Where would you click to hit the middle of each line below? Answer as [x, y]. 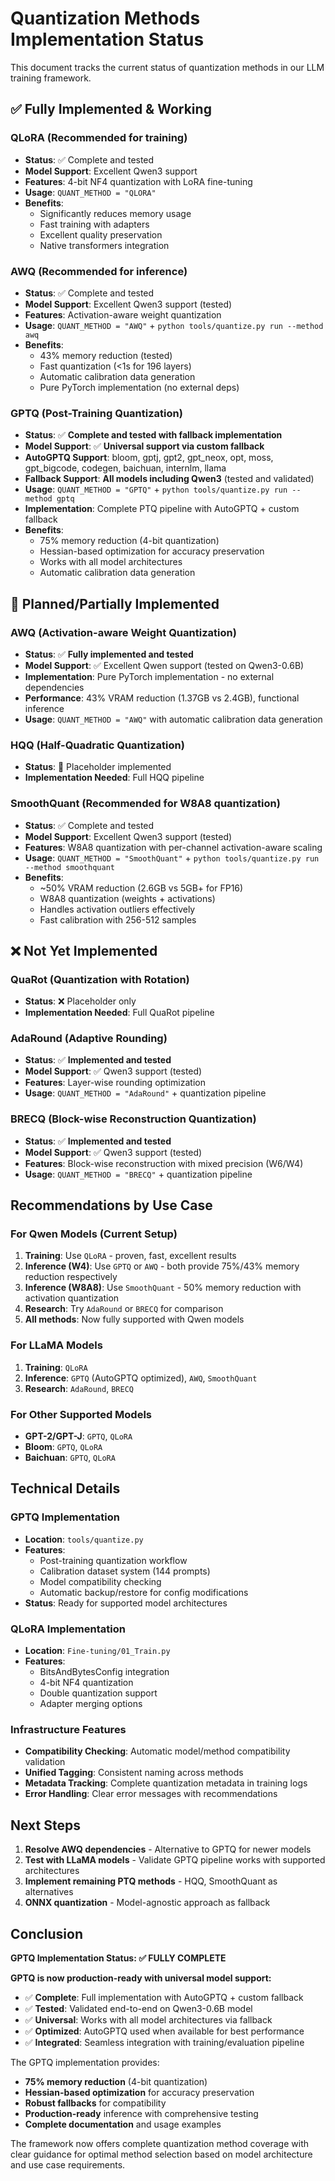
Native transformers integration [104, 245]
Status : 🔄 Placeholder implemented [98, 767]
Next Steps [45, 1825]
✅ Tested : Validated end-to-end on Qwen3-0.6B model [138, 2008]
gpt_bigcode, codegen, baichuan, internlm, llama [125, 468]
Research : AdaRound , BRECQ [79, 1388]
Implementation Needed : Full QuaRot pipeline [119, 1013]
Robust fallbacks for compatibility [95, 2103]
